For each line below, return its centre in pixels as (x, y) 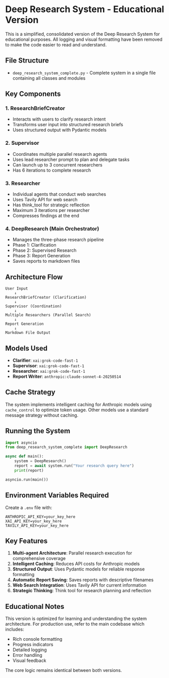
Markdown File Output (28, 333)
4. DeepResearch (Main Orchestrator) (52, 229)
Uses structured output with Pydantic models (60, 130)
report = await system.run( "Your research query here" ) (74, 466)
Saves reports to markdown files (46, 261)
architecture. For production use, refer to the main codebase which (75, 624)
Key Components (33, 94)
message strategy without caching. (42, 415)
